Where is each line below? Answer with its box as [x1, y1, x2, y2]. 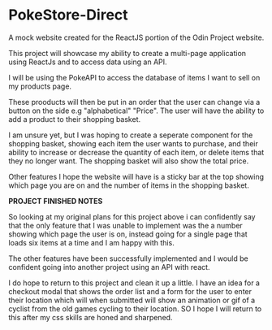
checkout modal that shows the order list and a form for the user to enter [8, 286, 253, 296]
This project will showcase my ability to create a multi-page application [8, 48, 246, 58]
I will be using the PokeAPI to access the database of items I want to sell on [8, 72, 261, 82]
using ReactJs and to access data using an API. [8, 57, 168, 67]
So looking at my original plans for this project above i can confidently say [8, 211, 256, 221]
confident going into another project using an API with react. [8, 262, 210, 271]
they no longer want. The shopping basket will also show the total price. [8, 156, 249, 166]
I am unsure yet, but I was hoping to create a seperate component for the [8, 130, 253, 140]
